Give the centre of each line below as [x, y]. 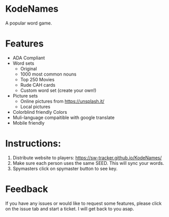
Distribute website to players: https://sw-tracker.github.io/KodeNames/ [87, 158]
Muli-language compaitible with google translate [64, 117]
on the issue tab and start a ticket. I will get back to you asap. [70, 209]
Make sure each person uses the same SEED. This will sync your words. [88, 163]
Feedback [27, 189]
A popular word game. [29, 23]
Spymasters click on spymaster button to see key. [65, 168]
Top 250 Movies [37, 79]
